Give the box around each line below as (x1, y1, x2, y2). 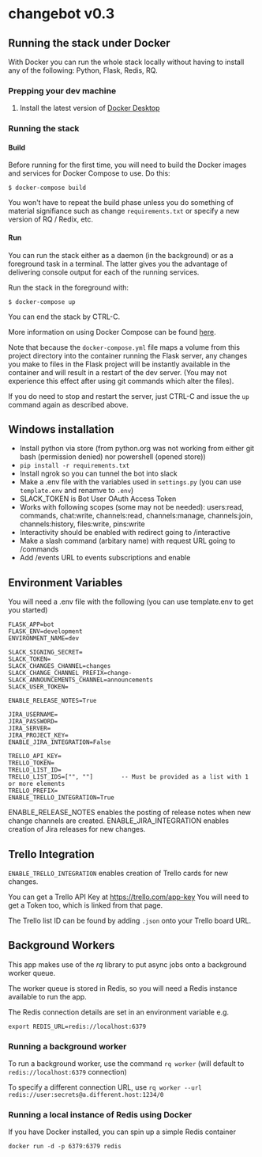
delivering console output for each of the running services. (8, 267, 200, 277)
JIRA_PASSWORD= (8, 718, 58, 726)
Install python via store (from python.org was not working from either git (19, 444, 255, 453)
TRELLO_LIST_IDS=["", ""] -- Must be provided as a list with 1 (8, 773, 249, 781)
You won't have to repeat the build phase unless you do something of (8, 198, 234, 207)
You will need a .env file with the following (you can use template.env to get (8, 597, 254, 606)
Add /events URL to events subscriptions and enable (19, 553, 191, 563)
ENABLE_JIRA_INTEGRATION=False (8, 738, 111, 746)
